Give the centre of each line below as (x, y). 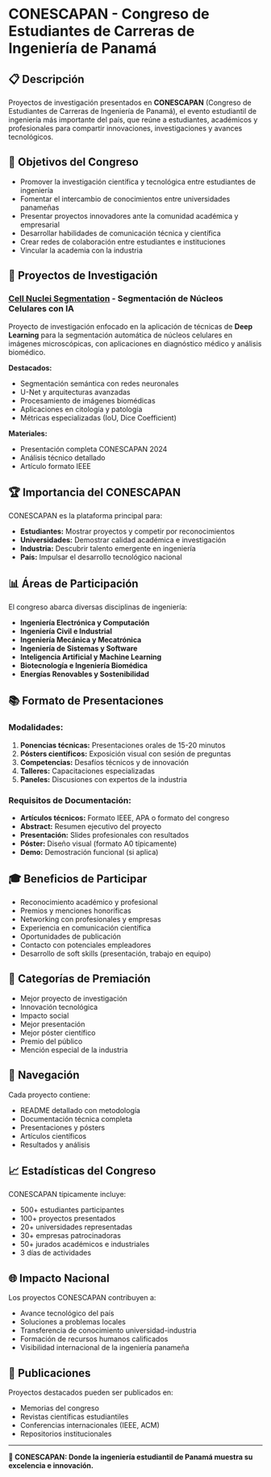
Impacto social (44, 1015)
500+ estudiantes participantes (72, 1210)
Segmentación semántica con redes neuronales (99, 383)
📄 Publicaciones (50, 1373)
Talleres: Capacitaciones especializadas (88, 771)
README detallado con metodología (80, 1110)
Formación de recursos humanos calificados (94, 1339)
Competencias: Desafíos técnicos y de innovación (104, 762)
